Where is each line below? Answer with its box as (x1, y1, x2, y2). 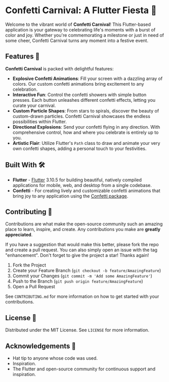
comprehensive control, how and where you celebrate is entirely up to (12, 129, 159, 135)
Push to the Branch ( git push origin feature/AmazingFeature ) (12, 278, 143, 284)
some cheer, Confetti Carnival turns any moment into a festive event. (5, 37, 148, 44)
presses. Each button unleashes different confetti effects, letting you (12, 97, 156, 103)
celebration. (12, 86, 38, 92)
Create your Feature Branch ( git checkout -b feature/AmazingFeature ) (12, 268, 161, 274)
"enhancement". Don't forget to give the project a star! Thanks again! (5, 252, 149, 258)
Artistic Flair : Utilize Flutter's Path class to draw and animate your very (12, 140, 160, 146)
